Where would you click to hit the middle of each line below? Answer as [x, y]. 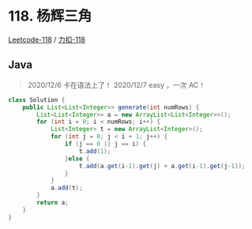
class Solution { [37, 99]
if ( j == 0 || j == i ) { [105, 144]
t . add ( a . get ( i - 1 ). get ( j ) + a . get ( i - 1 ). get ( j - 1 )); [162, 166]
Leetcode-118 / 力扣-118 [47, 39]
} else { [77, 159]
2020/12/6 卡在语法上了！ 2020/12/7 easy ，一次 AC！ [117, 84]
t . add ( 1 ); [95, 151]
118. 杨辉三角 [50, 16]
